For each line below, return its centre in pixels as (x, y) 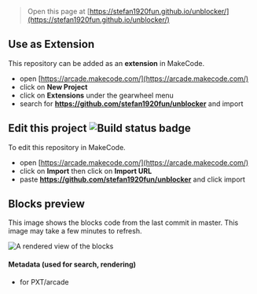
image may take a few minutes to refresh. (75, 231)
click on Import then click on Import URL (86, 171)
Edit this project (48, 129)
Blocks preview (46, 204)
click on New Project (53, 86)
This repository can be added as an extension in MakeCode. (106, 63)
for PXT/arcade (44, 281)
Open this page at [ (59, 11)
